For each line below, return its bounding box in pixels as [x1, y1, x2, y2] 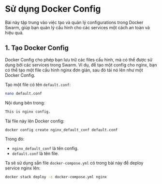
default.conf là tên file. [12, 151, 59, 156]
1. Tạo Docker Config [5, 44, 69, 52]
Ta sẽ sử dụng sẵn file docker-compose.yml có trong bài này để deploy [5, 160, 144, 166]
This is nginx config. [5, 109, 51, 114]
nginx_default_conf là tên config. [12, 146, 79, 151]
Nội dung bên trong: [5, 100, 45, 105]
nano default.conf [5, 91, 42, 96]
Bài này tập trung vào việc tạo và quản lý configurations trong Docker [5, 19, 144, 25]
